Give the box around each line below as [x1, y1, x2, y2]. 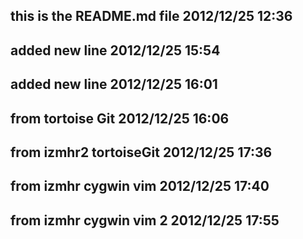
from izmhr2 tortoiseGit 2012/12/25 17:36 [10, 144, 273, 161]
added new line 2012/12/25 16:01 [10, 76, 218, 93]
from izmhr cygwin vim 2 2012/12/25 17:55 [10, 212, 280, 229]
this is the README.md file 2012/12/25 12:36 [10, 8, 293, 25]
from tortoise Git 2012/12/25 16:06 [10, 110, 230, 127]
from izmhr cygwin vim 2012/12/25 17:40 [10, 178, 270, 195]
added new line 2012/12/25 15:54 [10, 42, 221, 59]
